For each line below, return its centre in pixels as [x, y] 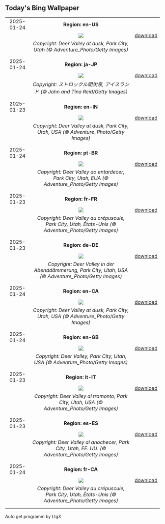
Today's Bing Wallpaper [42, 8]
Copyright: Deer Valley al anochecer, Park [81, 442]
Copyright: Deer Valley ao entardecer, [81, 172]
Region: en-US [81, 24]
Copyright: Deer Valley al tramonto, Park [81, 396]
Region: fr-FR [81, 199]
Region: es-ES [81, 423]
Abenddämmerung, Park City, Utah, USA [81, 270]
